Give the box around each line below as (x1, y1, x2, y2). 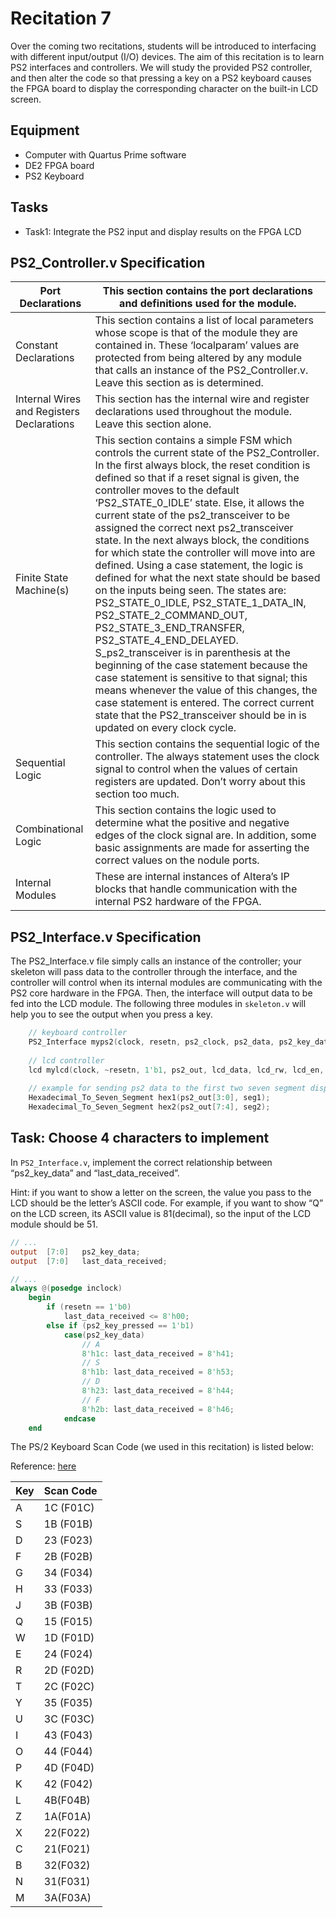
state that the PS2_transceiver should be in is (94, 708, 307, 722)
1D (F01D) (43, 1631, 95, 1645)
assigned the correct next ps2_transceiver (94, 521, 294, 535)
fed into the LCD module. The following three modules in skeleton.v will (10, 998, 307, 1010)
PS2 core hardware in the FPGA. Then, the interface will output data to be (10, 987, 313, 999)
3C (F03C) (43, 1712, 95, 1726)
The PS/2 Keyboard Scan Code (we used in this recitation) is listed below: (10, 1441, 314, 1453)
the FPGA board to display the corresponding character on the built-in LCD (10, 82, 319, 94)
